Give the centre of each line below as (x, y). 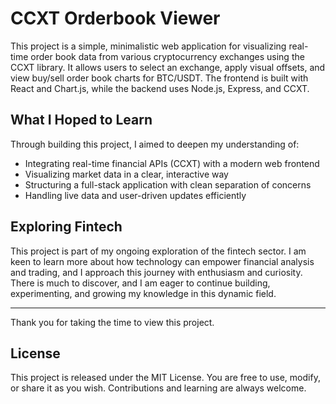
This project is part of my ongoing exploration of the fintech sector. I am (158, 251)
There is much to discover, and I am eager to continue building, (140, 283)
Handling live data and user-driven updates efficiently (135, 195)
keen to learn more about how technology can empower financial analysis (162, 261)
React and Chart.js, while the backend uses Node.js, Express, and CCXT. (160, 88)
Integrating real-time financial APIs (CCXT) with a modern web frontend (172, 163)
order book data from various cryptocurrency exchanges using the (167, 56)
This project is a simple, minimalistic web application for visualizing (148, 46)
